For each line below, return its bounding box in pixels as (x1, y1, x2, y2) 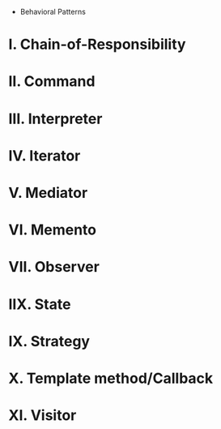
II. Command (8, 72, 96, 91)
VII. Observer (8, 258, 100, 277)
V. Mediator (8, 183, 88, 202)
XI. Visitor (8, 406, 77, 425)
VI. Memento (8, 221, 97, 239)
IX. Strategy (8, 332, 91, 350)
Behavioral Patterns (19, 7, 87, 16)
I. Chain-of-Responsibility (8, 36, 186, 54)
